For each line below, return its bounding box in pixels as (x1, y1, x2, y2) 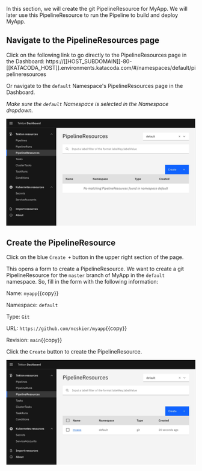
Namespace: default (6, 301, 58, 309)
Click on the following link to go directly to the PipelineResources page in (6, 51, 187, 58)
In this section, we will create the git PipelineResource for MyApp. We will (6, 5, 188, 12)
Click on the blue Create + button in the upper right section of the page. (6, 254, 184, 261)
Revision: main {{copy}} (6, 337, 63, 344)
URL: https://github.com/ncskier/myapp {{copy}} (6, 325, 127, 332)
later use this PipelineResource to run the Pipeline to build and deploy (6, 11, 179, 19)
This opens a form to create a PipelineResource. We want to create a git (6, 265, 185, 273)
